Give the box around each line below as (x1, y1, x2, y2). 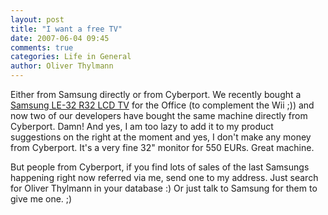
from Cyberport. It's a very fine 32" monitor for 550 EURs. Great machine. (10, 142, 315, 153)
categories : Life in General (10, 52, 132, 62)
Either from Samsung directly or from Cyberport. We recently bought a (10, 89, 302, 100)
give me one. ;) (10, 193, 73, 205)
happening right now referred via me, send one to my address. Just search (10, 172, 319, 183)
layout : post (10, 14, 65, 25)
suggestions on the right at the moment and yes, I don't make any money (10, 131, 312, 143)
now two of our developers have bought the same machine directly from (10, 110, 308, 121)
